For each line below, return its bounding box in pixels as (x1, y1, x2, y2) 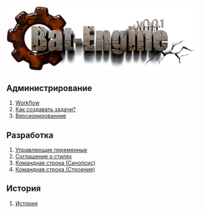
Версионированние (15, 112, 67, 119)
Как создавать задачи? (15, 106, 76, 113)
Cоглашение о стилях (15, 152, 72, 160)
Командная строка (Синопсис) (15, 159, 96, 166)
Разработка (6, 130, 54, 140)
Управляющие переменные (15, 146, 87, 153)
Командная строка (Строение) (15, 165, 96, 173)
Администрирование (6, 83, 93, 93)
